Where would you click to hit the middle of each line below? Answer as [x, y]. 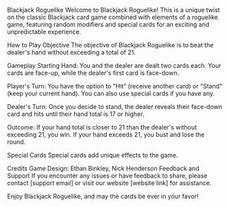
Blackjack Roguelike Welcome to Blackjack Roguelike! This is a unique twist [114, 10]
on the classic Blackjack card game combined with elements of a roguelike [112, 17]
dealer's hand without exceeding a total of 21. [71, 52]
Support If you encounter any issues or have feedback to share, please [107, 175]
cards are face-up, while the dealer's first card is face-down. [93, 73]
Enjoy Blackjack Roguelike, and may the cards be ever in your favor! [103, 196]
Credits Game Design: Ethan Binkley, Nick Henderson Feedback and [103, 168]
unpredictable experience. [44, 32]
